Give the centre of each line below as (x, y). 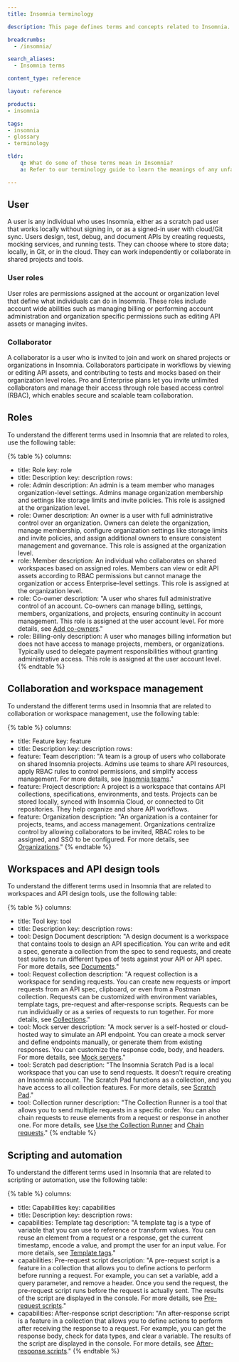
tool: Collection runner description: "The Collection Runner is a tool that (122, 1102)
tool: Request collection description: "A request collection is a (107, 974)
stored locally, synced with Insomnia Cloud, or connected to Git (111, 802)
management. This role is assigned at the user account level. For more (121, 621)
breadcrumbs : (27, 40)
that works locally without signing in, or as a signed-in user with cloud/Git (115, 229)
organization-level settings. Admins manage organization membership (121, 492)
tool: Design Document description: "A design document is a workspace (123, 937)
